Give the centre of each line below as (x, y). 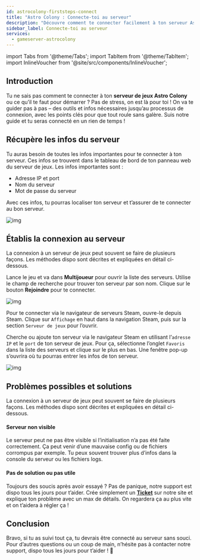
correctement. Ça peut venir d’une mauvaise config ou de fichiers (87, 446)
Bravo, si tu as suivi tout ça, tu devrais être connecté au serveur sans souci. (99, 538)
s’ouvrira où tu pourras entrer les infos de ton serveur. (72, 356)
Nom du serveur (35, 184)
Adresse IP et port (37, 178)
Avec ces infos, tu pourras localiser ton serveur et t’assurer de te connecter (99, 202)
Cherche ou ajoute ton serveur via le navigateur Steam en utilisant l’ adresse (99, 337)
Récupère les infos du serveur (63, 140)
